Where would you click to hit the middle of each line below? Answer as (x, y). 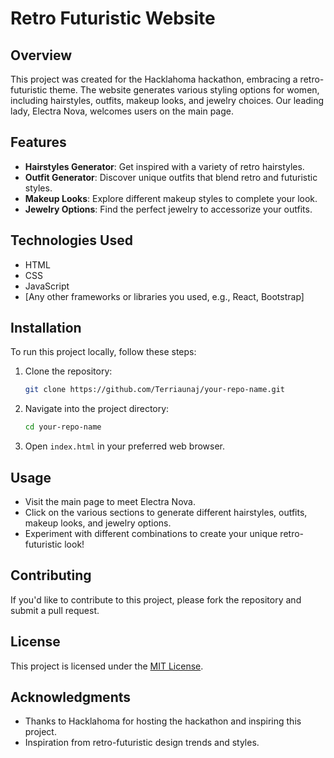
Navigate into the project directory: (97, 409)
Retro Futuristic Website (113, 18)
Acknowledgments (71, 697)
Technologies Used (71, 240)
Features (38, 142)
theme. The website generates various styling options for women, (184, 90)
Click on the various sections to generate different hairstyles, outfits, (166, 512)
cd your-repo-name (63, 427)
